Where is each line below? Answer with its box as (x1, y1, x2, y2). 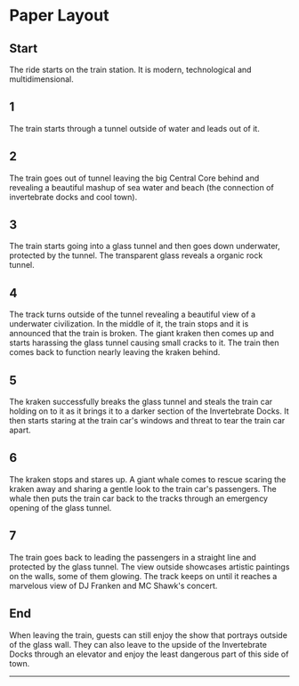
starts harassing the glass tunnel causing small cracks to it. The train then (9, 337, 279, 348)
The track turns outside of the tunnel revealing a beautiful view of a (9, 309, 256, 320)
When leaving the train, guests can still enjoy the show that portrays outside (9, 629, 287, 641)
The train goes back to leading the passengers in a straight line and (9, 552, 256, 562)
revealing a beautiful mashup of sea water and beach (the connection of (9, 182, 274, 192)
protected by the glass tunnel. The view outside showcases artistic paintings (9, 561, 290, 572)
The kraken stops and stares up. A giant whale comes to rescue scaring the (9, 473, 287, 485)
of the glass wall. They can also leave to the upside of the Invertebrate (9, 639, 267, 650)
